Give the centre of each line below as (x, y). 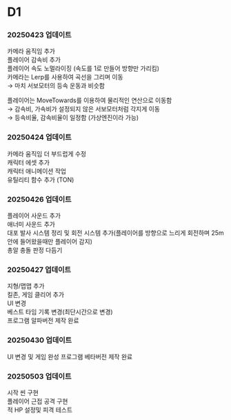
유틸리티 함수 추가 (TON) (41, 180)
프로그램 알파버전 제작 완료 (43, 321)
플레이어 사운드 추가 (34, 216)
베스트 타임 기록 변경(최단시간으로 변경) (60, 312)
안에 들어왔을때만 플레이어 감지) (50, 242)
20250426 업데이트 (39, 199)
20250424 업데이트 (40, 137)
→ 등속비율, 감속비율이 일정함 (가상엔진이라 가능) (73, 117)
